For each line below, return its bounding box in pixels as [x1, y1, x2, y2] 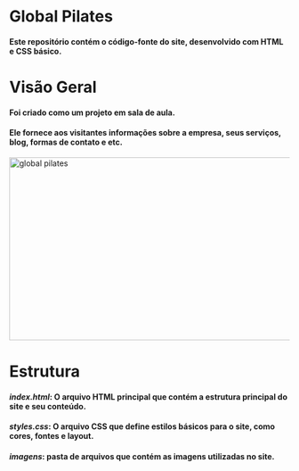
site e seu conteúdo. [9, 401, 86, 411]
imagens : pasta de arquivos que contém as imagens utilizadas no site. [9, 450, 275, 461]
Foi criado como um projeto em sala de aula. [9, 107, 175, 118]
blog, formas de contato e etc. [9, 136, 123, 148]
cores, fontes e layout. [9, 431, 94, 442]
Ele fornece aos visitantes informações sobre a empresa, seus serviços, [9, 128, 282, 138]
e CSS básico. [9, 45, 62, 56]
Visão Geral [9, 77, 97, 97]
